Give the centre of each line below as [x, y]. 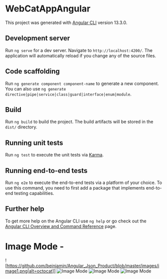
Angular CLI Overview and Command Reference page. [61, 226]
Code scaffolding [32, 71]
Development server [38, 38]
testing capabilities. [34, 193]
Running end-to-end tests [46, 170]
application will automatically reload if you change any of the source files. [81, 55]
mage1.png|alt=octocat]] [30, 271]
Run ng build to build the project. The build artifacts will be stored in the [79, 122]
